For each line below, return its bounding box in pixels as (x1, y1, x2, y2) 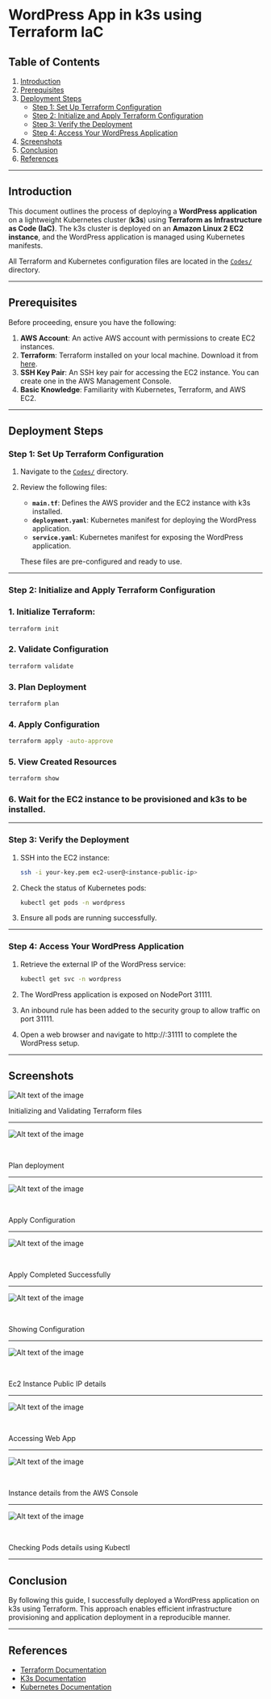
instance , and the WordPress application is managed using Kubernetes (8, 232, 245, 242)
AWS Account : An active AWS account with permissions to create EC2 (19, 333, 256, 343)
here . (19, 358, 38, 369)
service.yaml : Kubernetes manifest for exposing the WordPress (31, 532, 244, 543)
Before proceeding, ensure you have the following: (8, 317, 177, 327)
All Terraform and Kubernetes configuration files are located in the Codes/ (8, 256, 252, 266)
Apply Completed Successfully (8, 1270, 111, 1279)
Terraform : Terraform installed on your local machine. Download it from (19, 350, 259, 360)
